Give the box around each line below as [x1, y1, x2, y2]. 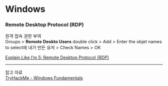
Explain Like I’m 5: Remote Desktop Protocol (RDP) [5, 55, 109, 61]
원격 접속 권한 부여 [5, 33, 41, 39]
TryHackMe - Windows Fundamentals [5, 75, 83, 81]
